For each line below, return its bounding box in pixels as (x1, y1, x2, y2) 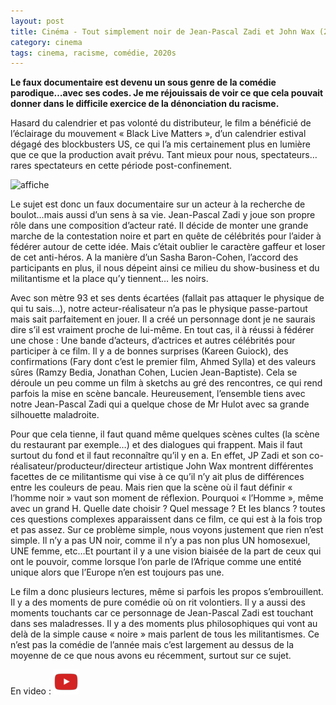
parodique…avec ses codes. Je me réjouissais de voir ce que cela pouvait (10, 87, 324, 99)
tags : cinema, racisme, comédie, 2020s (10, 48, 177, 58)
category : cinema (10, 37, 83, 47)
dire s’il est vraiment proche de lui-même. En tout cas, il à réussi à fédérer (10, 324, 315, 336)
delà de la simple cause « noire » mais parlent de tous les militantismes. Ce (10, 628, 320, 640)
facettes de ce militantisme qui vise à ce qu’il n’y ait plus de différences (10, 471, 305, 483)
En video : (10, 685, 52, 697)
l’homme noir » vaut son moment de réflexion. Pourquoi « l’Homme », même (10, 492, 324, 504)
